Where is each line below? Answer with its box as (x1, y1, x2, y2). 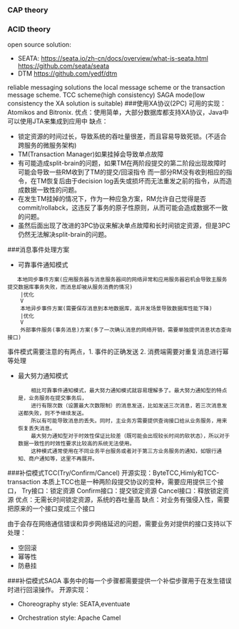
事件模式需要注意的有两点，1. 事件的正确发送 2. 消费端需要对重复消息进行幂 (7, 347, 230, 356)
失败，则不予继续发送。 (28, 410, 88, 417)
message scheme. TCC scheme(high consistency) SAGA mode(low (7, 91, 205, 99)
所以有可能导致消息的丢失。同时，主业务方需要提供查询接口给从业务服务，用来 (31, 417, 228, 425)
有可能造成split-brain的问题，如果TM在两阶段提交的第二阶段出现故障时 (17, 159, 227, 168)
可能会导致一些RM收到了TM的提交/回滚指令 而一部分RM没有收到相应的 (17, 168, 226, 176)
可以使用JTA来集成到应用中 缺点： (7, 117, 108, 126)
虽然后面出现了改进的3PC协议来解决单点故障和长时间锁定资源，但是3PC (17, 221, 230, 230)
